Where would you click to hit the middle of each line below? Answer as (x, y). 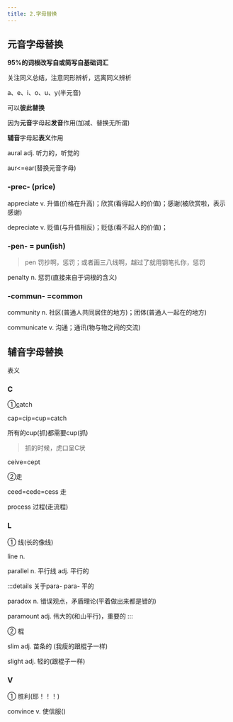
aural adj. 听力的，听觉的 (44, 153)
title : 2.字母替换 (33, 14)
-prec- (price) (32, 187)
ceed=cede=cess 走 (37, 492)
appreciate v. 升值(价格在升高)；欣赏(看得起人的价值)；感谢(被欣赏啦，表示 (116, 203)
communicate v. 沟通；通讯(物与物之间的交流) (74, 327)
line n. (16, 556)
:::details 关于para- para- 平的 (51, 586)
